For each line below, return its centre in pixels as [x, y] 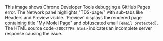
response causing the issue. [34, 33]
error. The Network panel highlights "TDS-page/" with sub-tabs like [74, 12]
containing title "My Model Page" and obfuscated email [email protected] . [82, 23]
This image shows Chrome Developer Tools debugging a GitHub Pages [78, 7]
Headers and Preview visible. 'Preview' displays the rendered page [74, 18]
